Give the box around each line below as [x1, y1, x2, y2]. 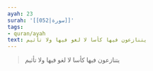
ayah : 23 [7, 10, 33, 18]
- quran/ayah [7, 30, 46, 37]
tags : [7, 23, 23, 30]
